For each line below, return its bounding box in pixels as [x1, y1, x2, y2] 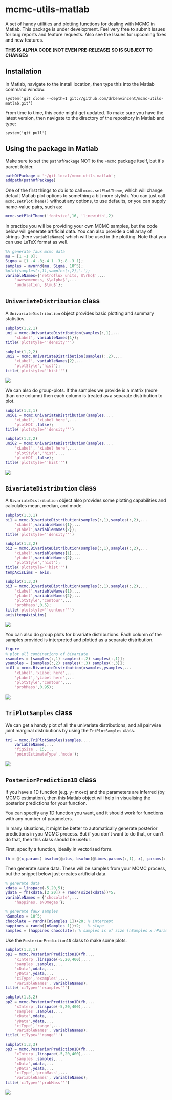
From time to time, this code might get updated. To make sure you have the [5, 109, 164, 116]
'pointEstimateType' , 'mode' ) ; [14, 752, 79, 757]
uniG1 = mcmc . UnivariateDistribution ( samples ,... [5, 413, 114, 418]
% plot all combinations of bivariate [5, 651, 88, 657]
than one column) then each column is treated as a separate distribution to [5, 392, 163, 398]
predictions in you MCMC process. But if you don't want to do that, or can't [5, 830, 164, 837]
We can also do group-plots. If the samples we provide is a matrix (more [5, 387, 158, 393]
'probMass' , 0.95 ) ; [14, 684, 54, 690]
